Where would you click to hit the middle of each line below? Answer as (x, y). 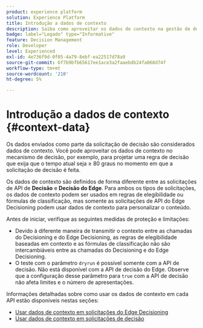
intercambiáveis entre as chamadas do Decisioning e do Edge (92, 250)
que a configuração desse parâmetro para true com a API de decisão (101, 276)
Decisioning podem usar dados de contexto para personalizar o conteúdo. (99, 208)
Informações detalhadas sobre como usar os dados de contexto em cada (98, 294)
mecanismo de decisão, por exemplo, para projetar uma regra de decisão (98, 157)
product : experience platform (44, 12)
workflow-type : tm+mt (34, 68)
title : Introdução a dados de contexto (56, 23)
